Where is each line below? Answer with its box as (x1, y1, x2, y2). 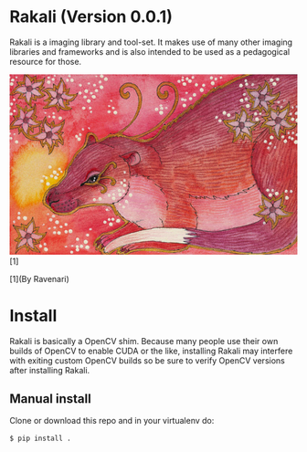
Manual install (9, 391, 91, 406)
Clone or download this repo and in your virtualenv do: (9, 415, 215, 426)
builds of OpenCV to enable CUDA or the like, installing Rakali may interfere (9, 345, 293, 356)
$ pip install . (9, 434, 71, 444)
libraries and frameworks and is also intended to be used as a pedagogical (9, 46, 291, 57)
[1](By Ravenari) (9, 273, 70, 284)
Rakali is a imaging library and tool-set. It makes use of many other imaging (9, 37, 293, 47)
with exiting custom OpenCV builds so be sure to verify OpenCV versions (9, 354, 285, 366)
